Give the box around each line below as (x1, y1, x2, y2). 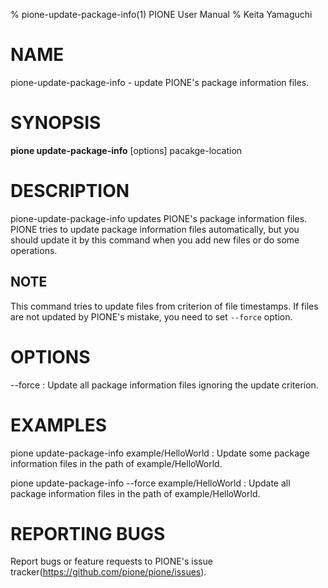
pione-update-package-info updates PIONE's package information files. (10, 212, 308, 224)
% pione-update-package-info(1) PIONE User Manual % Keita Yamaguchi (10, 9, 313, 20)
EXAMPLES (10, 414, 107, 436)
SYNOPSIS (10, 112, 102, 134)
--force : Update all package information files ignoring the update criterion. (10, 379, 319, 391)
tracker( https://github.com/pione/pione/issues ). (10, 566, 207, 578)
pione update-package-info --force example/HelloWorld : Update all (10, 477, 291, 489)
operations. (10, 244, 58, 256)
